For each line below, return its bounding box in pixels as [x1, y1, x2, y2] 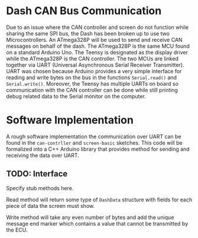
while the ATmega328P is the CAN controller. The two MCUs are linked [6, 55, 179, 62]
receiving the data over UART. [6, 152, 80, 159]
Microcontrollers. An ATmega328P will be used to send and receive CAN [6, 36, 183, 43]
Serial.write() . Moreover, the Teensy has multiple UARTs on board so [6, 80, 179, 87]
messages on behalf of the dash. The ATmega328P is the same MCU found [6, 43, 190, 50]
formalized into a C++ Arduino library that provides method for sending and [6, 145, 190, 152]
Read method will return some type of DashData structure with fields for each [6, 196, 193, 203]
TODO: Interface [6, 169, 68, 179]
